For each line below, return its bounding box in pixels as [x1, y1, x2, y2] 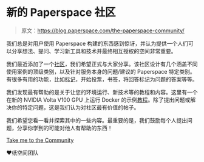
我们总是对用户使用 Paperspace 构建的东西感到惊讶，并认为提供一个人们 [6, 40, 188, 47]
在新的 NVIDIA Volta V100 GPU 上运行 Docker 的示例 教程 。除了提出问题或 [6, 96, 191, 104]
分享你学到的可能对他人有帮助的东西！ [16, 124, 113, 132]
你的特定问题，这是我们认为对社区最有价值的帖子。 [11, 104, 140, 111]
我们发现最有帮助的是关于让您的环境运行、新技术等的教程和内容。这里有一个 [6, 88, 198, 96]
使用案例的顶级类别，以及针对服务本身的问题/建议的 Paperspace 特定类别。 [6, 68, 195, 75]
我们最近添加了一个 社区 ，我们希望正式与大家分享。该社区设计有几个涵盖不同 [6, 60, 198, 68]
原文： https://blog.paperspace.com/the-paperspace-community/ [21, 27, 185, 34]
